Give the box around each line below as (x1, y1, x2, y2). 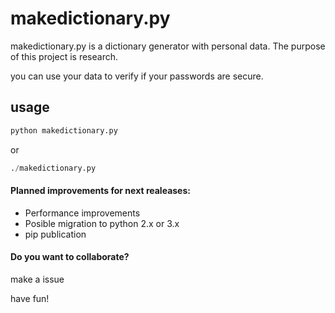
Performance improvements (24, 207, 141, 219)
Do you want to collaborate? (10, 251, 130, 263)
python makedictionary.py (10, 125, 118, 136)
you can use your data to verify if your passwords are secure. (10, 70, 264, 82)
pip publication (24, 228, 87, 240)
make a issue (10, 273, 65, 285)
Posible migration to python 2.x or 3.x (24, 217, 180, 229)
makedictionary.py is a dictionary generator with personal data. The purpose (10, 40, 326, 52)
